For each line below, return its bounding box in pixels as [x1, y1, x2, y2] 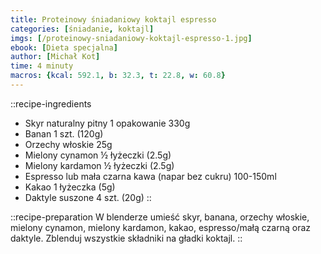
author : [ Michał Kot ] [10, 52, 101, 62]
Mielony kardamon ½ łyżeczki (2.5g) [24, 159, 175, 171]
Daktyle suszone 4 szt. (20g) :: [24, 191, 152, 203]
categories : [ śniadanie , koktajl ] [10, 24, 155, 34]
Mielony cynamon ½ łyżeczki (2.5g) [24, 149, 172, 161]
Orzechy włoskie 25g [24, 138, 113, 150]
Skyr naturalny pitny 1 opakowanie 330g [24, 117, 191, 129]
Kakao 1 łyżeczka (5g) [24, 181, 116, 193]
